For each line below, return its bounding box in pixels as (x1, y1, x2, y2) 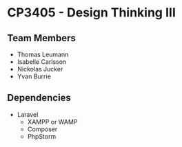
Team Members (7, 32, 76, 44)
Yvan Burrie (17, 72, 52, 80)
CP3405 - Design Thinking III (7, 5, 176, 21)
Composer (27, 125, 58, 133)
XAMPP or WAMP (27, 117, 78, 126)
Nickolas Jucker (17, 65, 63, 73)
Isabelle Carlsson (17, 58, 67, 66)
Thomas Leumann (17, 50, 69, 58)
